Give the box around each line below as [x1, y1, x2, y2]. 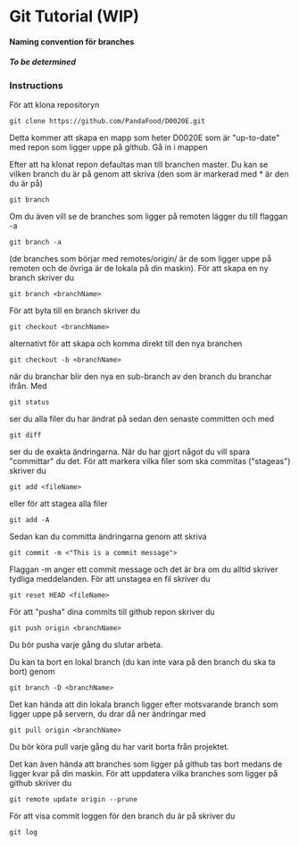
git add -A [9, 516, 50, 525]
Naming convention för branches [9, 36, 135, 46]
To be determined [9, 56, 77, 68]
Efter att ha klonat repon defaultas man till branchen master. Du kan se [9, 159, 269, 170]
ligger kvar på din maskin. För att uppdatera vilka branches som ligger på [9, 768, 278, 779]
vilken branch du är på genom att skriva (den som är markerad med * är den [9, 169, 289, 179]
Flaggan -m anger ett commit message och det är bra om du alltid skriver [9, 564, 278, 575]
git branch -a [9, 238, 62, 247]
